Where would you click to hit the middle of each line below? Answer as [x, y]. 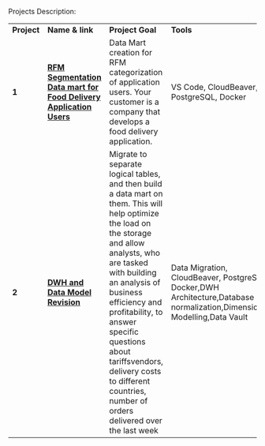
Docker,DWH [195, 287]
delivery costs [135, 371]
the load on [130, 223]
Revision [64, 302]
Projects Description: [42, 11]
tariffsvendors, [136, 361]
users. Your [130, 92]
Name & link [70, 30]
